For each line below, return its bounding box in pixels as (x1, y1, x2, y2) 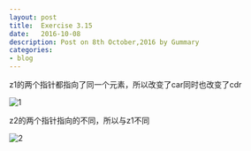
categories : (9, 46, 53, 55)
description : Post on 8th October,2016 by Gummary (9, 37, 200, 47)
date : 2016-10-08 (9, 29, 81, 38)
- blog (9, 54, 34, 63)
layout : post (9, 12, 57, 22)
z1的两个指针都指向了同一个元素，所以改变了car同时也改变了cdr (9, 79, 242, 89)
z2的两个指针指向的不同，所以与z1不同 (9, 116, 150, 125)
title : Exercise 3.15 (9, 21, 93, 30)
